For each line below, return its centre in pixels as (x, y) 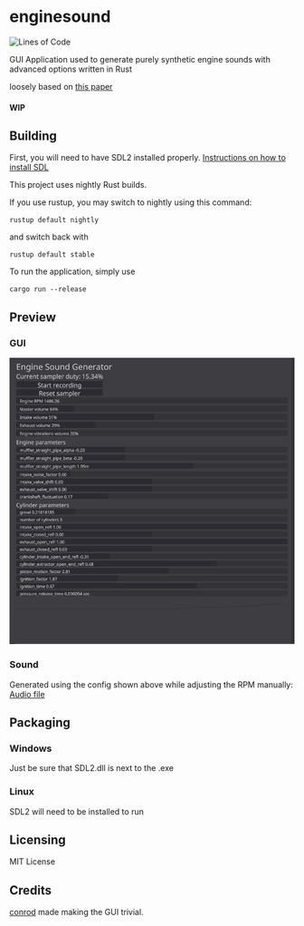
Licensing (38, 839)
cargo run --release (48, 289)
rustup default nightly (54, 220)
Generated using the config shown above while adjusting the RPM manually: (152, 684)
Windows (31, 748)
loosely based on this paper (61, 86)
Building (33, 136)
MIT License (33, 862)
